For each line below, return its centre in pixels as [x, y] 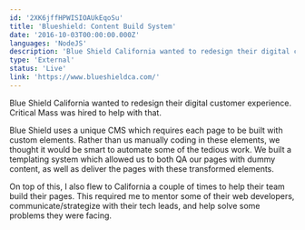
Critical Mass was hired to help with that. [85, 112]
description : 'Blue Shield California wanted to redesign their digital [150, 52]
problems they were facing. [60, 215]
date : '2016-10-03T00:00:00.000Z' [75, 35]
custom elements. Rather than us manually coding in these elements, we [145, 140]
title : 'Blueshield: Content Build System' [93, 26]
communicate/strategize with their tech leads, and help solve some [135, 205]
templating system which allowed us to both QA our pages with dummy [143, 159]
